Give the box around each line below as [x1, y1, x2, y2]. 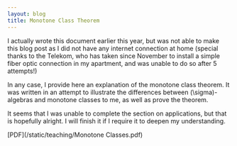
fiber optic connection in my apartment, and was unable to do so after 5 [7, 59, 218, 67]
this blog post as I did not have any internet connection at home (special [7, 44, 219, 52]
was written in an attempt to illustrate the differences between [7, 88, 189, 96]
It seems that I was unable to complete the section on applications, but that [7, 109, 227, 118]
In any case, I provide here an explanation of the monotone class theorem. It [7, 80, 230, 89]
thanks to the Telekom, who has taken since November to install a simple [7, 51, 220, 60]
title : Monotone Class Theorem [7, 17, 100, 24]
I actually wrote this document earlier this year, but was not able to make [7, 36, 220, 45]
